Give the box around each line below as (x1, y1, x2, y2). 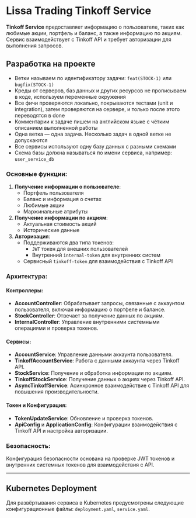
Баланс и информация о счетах (23, 196, 102, 203)
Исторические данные (23, 227, 80, 234)
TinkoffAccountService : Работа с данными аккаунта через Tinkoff (14, 357, 180, 364)
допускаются (14, 136, 48, 144)
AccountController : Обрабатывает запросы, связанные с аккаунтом (14, 300, 185, 307)
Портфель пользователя (23, 189, 84, 196)
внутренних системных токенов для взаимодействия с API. (6, 461, 155, 468)
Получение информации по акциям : (14, 215, 108, 222)
